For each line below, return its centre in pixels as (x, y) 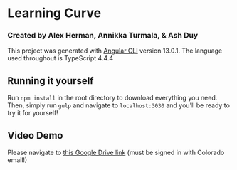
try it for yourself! (33, 113)
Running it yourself (51, 81)
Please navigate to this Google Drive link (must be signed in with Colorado (116, 153)
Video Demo (35, 136)
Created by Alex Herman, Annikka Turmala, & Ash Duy (103, 36)
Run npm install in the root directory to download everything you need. (112, 98)
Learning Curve (54, 13)
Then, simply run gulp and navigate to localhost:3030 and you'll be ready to (118, 105)
